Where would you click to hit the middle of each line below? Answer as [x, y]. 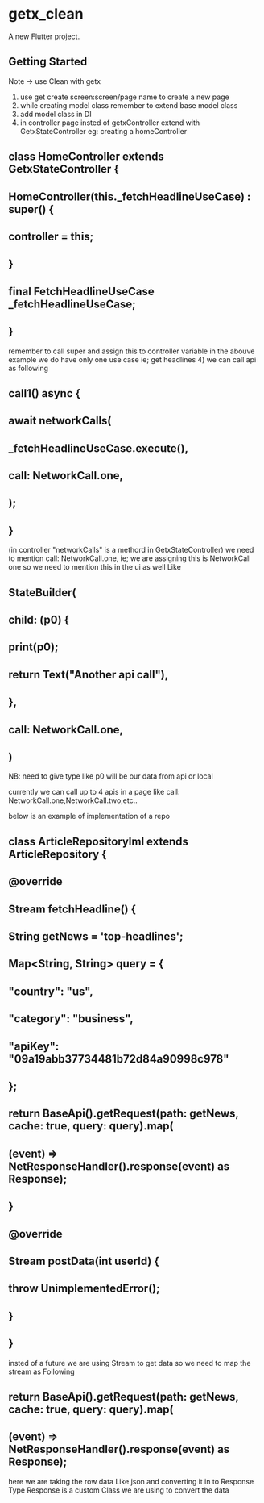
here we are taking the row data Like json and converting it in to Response [131, 1481]
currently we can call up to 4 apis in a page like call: [94, 792]
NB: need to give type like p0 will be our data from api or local [111, 776]
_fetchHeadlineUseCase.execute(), [99, 448]
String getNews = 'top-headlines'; [96, 936]
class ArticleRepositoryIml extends [99, 841]
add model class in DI [56, 114]
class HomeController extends [87, 157]
